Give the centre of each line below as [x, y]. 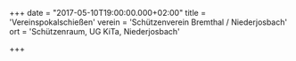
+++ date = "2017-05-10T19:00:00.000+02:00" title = [108, 13]
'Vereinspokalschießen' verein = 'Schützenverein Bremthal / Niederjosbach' [148, 22]
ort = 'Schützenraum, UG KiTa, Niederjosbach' [95, 31]
